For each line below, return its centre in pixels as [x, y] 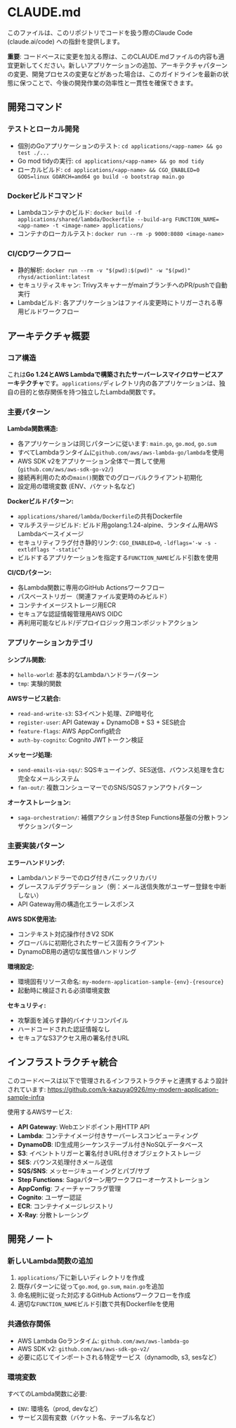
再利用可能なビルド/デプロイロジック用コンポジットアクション [108, 623]
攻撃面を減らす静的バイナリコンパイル [73, 1020]
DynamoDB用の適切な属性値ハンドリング [77, 951]
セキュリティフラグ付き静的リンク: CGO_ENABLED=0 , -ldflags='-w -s [114, 542]
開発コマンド [35, 107]
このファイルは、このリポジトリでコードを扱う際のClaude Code [100, 32]
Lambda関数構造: [33, 429]
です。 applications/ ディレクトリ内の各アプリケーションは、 [132, 383]
